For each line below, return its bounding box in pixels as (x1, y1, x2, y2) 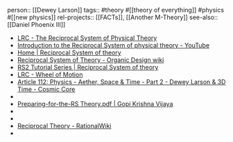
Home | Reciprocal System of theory (17, 48, 121, 57)
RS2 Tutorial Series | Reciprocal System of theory (17, 63, 159, 71)
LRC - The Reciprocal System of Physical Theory (17, 34, 157, 42)
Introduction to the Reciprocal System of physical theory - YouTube (17, 41, 210, 49)
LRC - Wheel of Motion (17, 70, 83, 79)
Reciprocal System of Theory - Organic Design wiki (17, 56, 164, 64)
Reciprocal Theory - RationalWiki (17, 122, 112, 130)
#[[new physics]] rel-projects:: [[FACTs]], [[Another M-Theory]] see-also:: (7, 13, 218, 21)
